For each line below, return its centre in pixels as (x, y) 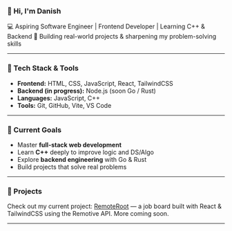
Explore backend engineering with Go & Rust (82, 159)
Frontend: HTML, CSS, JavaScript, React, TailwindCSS (95, 83)
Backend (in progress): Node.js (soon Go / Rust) (87, 91)
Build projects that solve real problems (72, 167)
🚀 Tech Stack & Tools (43, 68)
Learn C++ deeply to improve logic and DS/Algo (85, 152)
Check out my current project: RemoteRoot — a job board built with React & (115, 206)
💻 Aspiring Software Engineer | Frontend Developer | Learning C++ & (106, 26)
